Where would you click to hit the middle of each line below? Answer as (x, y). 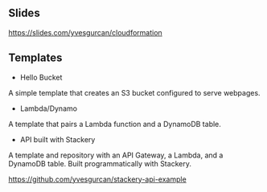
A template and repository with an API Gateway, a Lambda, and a (116, 155)
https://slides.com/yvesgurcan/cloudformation (85, 32)
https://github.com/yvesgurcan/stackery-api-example (97, 179)
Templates (35, 58)
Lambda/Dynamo (49, 108)
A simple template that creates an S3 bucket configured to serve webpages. (134, 92)
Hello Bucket (41, 77)
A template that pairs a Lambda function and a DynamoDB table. (115, 124)
